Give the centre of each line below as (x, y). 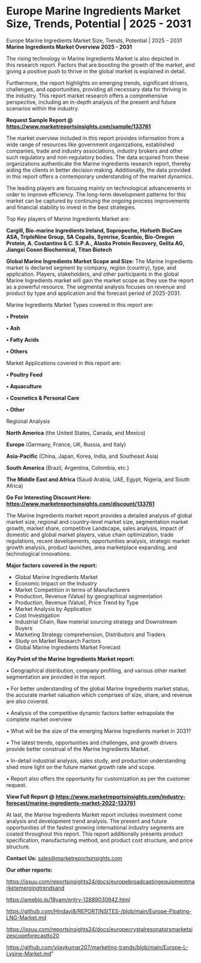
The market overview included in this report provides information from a (95, 138)
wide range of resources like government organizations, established (90, 144)
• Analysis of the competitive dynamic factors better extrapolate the (90, 712)
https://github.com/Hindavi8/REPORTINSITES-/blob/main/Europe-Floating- (99, 911)
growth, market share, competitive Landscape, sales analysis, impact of (95, 528)
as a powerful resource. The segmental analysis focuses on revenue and (96, 287)
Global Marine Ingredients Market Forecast (68, 647)
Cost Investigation (37, 615)
